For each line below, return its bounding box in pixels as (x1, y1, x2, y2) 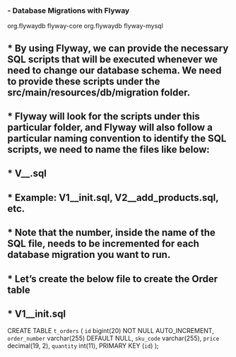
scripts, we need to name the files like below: (7, 144, 210, 156)
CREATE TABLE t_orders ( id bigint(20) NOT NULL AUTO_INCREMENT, (7, 327, 214, 335)
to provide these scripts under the (7, 75, 160, 87)
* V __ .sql (7, 168, 47, 180)
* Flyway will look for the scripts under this (7, 110, 200, 122)
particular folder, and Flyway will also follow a (7, 122, 213, 134)
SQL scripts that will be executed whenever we (7, 53, 218, 65)
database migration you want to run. (7, 249, 171, 261)
